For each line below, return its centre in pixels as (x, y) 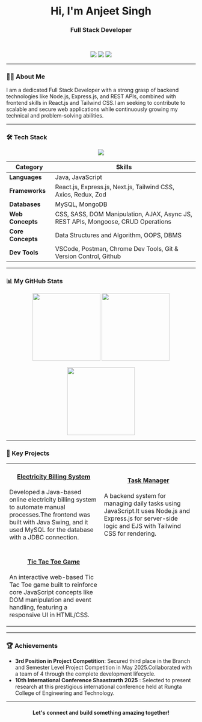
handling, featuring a (38, 607)
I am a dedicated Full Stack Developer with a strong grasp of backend (93, 90)
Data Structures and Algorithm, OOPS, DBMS (118, 235)
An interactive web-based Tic (52, 577)
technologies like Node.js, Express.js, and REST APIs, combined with (91, 96)
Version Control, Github (88, 256)
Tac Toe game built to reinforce (53, 585)
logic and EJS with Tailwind (143, 526)
